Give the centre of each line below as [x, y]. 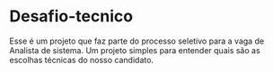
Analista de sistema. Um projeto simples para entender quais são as [135, 50]
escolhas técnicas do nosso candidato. [82, 60]
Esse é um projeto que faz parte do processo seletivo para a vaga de [137, 41]
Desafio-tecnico [71, 16]
